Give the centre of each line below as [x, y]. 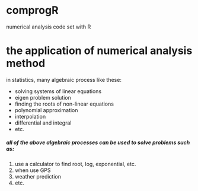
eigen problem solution [43, 97]
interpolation [30, 116]
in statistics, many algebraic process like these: [64, 79]
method [26, 63]
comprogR [32, 10]
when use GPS [33, 170]
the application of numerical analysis [99, 51]
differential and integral [43, 123]
